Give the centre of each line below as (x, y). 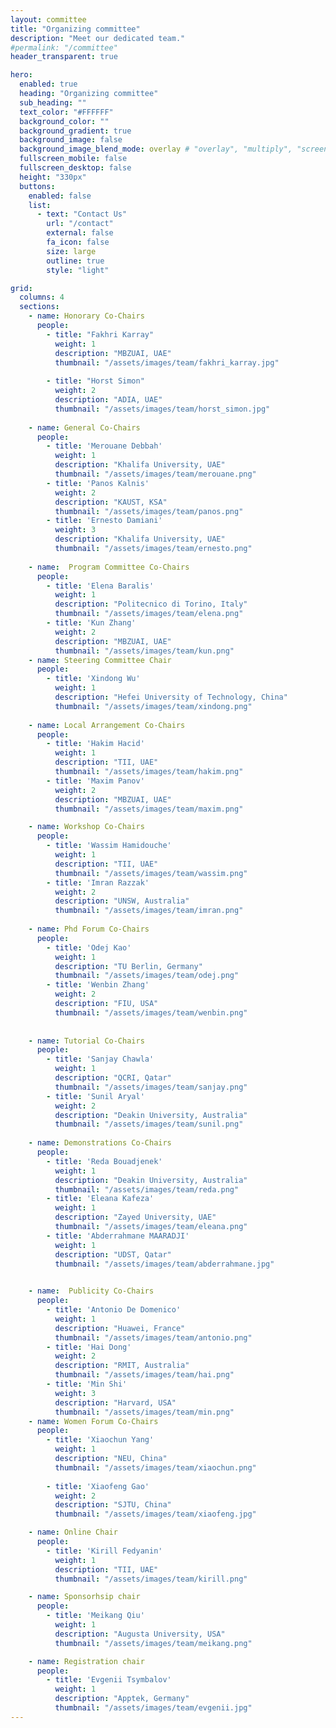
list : (40, 205)
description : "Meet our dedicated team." (98, 38)
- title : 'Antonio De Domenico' (114, 1310)
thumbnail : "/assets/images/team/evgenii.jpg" (153, 1708)
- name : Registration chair (86, 1661)
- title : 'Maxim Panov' (95, 781)
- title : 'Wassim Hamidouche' (109, 846)
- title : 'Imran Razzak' (98, 882)
